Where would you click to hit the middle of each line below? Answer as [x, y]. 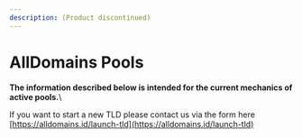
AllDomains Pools [77, 62]
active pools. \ [36, 97]
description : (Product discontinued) [80, 18]
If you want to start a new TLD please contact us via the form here [132, 115]
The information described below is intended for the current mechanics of [151, 87]
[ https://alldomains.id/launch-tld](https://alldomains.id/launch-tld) [132, 124]
